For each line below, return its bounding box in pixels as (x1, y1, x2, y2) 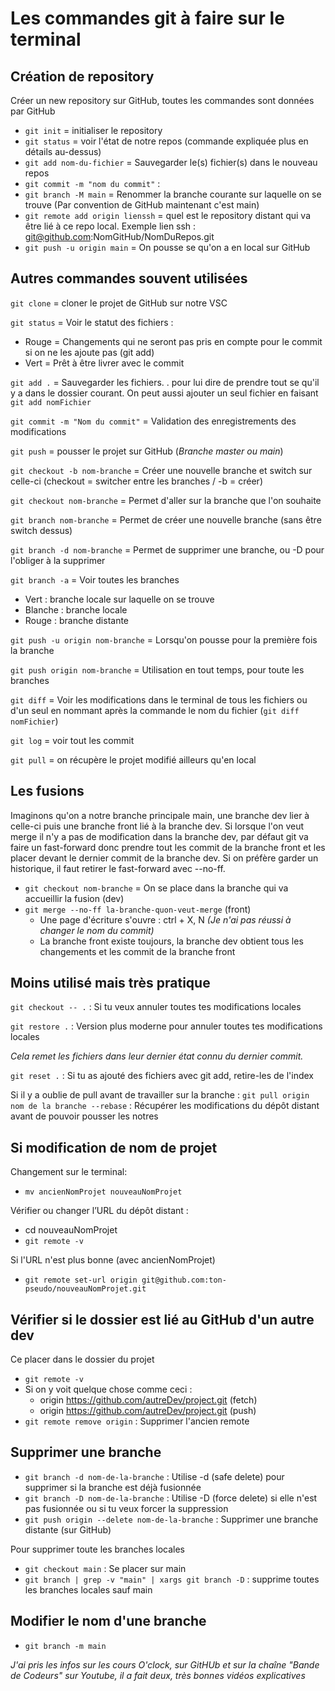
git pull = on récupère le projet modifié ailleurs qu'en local (10, 753, 257, 766)
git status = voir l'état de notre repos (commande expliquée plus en (24, 135, 309, 147)
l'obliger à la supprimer (10, 554, 106, 566)
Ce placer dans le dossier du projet (10, 1353, 155, 1366)
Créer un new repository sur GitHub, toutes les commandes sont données (10, 95, 315, 106)
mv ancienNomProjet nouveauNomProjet (24, 1187, 183, 1197)
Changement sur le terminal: (10, 1166, 128, 1178)
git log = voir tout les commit (10, 734, 135, 746)
